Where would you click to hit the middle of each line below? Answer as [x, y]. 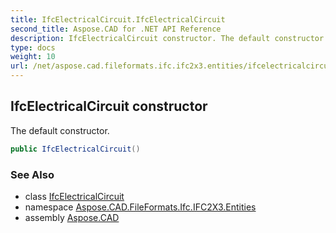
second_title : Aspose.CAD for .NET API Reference [116, 29]
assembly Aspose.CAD [72, 217]
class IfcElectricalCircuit [74, 196]
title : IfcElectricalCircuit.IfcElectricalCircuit [118, 19]
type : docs [33, 47]
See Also [32, 174]
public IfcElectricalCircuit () [75, 149]
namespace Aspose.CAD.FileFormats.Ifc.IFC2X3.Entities [140, 207]
